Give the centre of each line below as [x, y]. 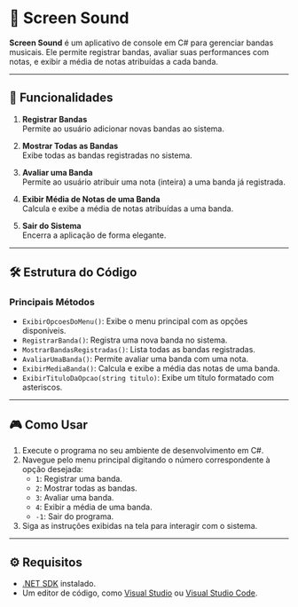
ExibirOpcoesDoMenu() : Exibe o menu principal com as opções [135, 321]
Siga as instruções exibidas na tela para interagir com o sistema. [140, 526]
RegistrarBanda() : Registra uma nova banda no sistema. [125, 340]
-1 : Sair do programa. [74, 516]
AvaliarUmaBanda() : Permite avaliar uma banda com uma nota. [135, 359]
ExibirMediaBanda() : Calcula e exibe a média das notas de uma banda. [151, 368]
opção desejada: [53, 469]
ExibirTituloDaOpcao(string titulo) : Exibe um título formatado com [148, 378]
